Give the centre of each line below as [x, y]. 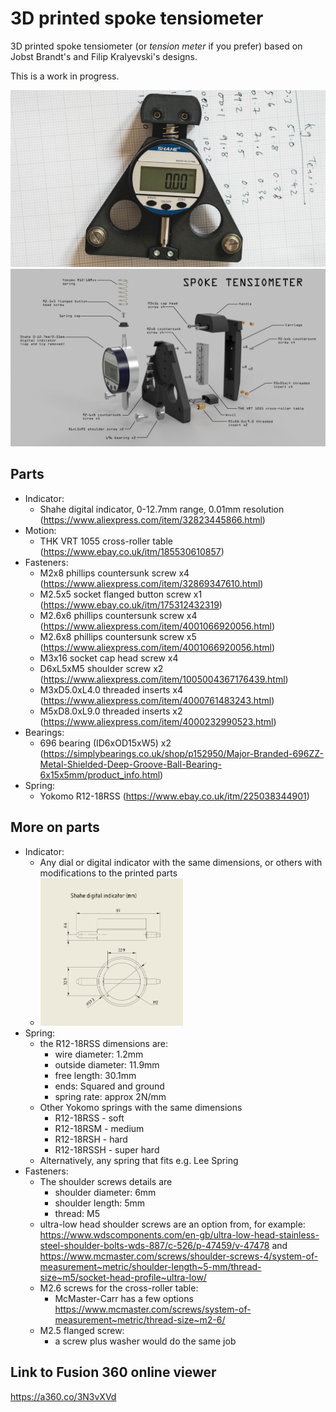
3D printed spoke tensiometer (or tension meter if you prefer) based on [156, 46]
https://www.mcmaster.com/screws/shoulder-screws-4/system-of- [179, 1256]
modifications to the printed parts [108, 873]
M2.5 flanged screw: [82, 1330]
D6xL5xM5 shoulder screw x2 [101, 668]
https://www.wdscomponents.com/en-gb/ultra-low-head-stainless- [179, 1234]
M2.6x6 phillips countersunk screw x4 [118, 615]
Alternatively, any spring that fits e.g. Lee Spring [139, 1160]
